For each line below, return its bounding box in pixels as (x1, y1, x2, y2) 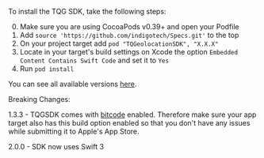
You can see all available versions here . (8, 79, 137, 88)
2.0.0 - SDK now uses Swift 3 (8, 142, 105, 151)
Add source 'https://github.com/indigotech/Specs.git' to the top (19, 31, 239, 39)
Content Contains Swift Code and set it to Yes (19, 55, 169, 65)
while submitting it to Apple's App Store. (8, 126, 140, 136)
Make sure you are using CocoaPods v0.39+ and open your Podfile (19, 22, 239, 31)
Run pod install (19, 64, 75, 73)
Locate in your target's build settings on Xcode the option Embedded (19, 47, 239, 56)
